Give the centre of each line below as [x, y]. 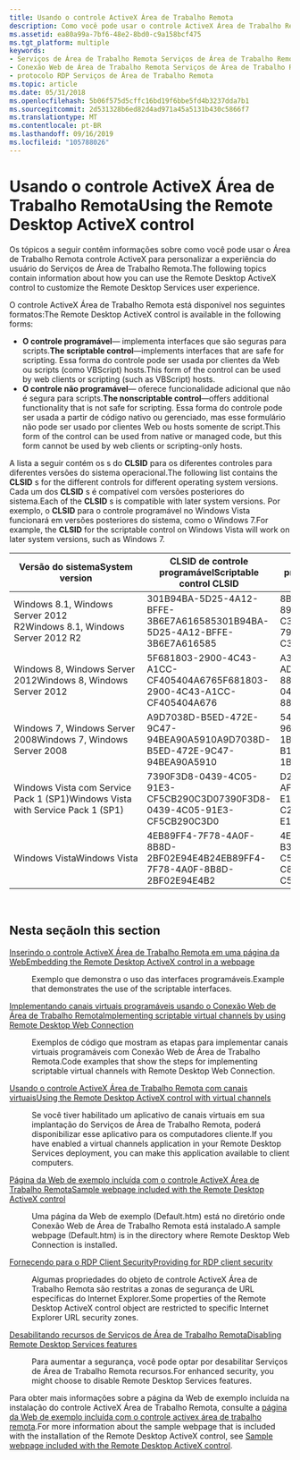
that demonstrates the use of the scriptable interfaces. [132, 989]
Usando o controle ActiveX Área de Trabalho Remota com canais [129, 1088]
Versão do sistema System [76, 566]
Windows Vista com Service [73, 787]
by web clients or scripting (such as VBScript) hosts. [119, 379]
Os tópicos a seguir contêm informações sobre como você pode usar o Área [150, 249]
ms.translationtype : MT [54, 117]
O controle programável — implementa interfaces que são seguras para [154, 341]
